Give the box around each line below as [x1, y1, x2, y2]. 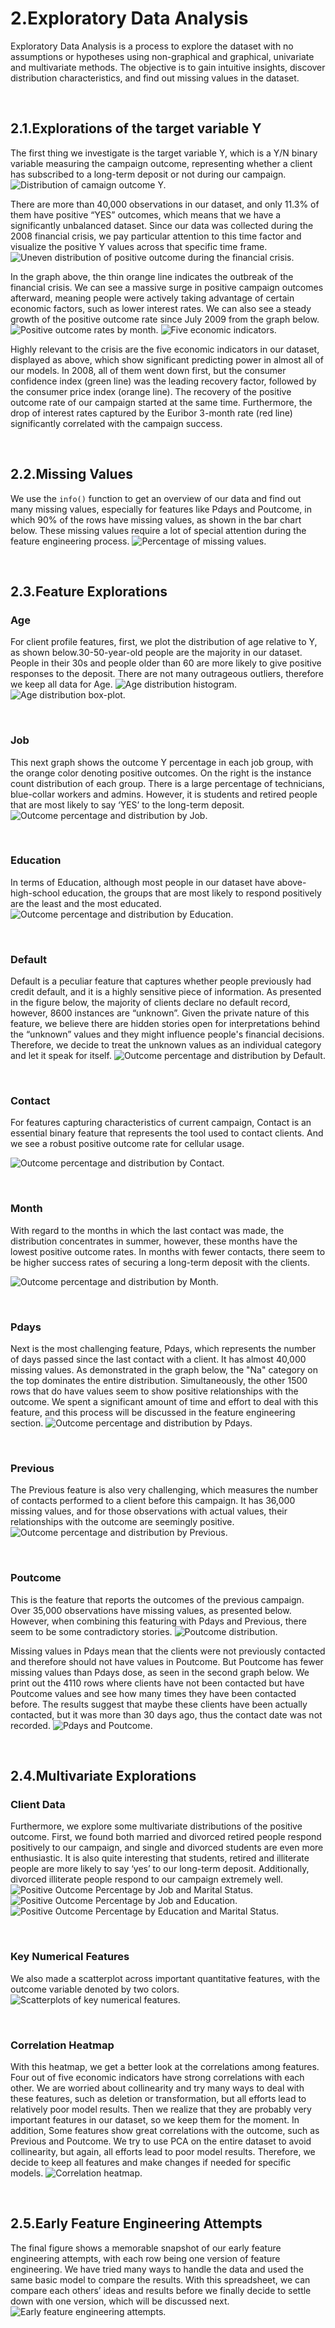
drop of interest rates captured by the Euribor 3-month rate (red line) [10, 407, 293, 419]
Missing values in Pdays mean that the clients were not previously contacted [10, 1645, 326, 1657]
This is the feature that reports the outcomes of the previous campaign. [10, 1593, 305, 1606]
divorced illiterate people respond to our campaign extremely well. [10, 1873, 284, 1886]
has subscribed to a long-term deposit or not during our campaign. [10, 168, 287, 180]
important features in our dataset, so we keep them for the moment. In [10, 2113, 300, 2126]
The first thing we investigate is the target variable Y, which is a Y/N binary [10, 147, 318, 159]
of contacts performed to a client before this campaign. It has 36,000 [10, 1495, 296, 1507]
